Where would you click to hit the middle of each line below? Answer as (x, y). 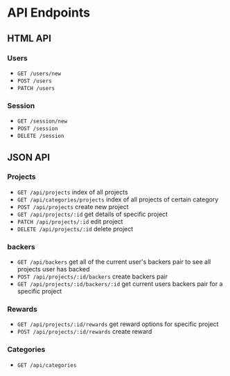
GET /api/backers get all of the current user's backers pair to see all (114, 262)
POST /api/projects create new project (73, 206)
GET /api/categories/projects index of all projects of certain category (118, 199)
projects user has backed (53, 269)
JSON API (29, 157)
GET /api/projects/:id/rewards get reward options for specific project (118, 324)
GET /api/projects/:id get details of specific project (92, 214)
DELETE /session (41, 136)
